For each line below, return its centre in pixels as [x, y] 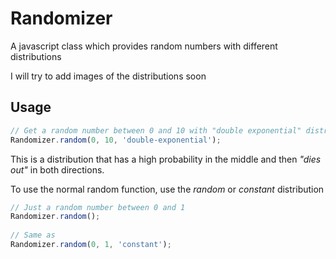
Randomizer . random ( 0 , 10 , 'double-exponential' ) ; [116, 140]
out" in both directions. [57, 169]
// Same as [33, 235]
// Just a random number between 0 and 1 [98, 207]
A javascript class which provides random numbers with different [144, 46]
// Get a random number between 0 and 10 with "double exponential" [156, 130]
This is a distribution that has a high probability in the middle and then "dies [166, 159]
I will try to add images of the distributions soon [108, 76]
